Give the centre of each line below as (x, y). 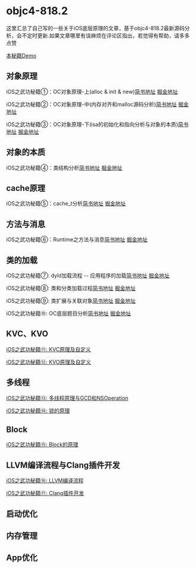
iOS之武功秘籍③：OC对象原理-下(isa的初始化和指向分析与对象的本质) (92, 124)
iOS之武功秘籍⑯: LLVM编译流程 (45, 481)
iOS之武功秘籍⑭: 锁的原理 (38, 411)
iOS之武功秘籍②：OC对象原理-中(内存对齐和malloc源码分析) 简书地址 (91, 104)
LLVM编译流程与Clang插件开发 (63, 465)
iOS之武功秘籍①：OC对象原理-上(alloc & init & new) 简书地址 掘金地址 (92, 91)
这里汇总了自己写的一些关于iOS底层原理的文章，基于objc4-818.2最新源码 (96, 28)
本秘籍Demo (21, 55)
